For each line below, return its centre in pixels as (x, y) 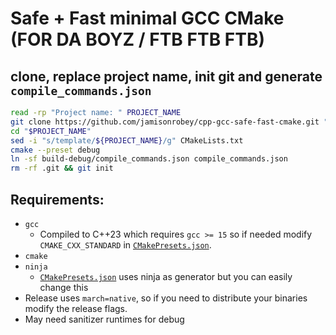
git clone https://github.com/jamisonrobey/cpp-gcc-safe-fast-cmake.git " (169, 122)
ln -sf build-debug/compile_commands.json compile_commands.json (149, 159)
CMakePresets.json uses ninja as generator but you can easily (166, 276)
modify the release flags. (76, 308)
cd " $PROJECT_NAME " (51, 131)
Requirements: (57, 199)
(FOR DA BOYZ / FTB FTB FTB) (138, 39)
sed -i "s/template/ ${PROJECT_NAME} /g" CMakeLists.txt (127, 140)
